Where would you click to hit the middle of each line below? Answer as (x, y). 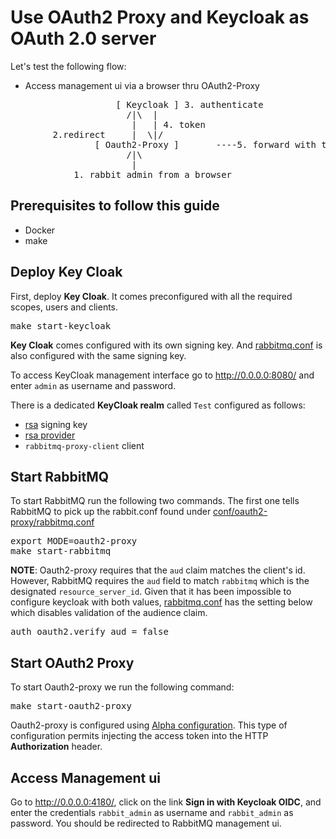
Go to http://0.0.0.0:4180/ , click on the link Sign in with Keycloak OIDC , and (166, 802)
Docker (40, 230)
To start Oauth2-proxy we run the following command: (122, 687)
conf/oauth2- (240, 512)
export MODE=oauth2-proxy (74, 541)
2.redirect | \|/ (108, 134)
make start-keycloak (61, 325)
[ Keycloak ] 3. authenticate (189, 104)
